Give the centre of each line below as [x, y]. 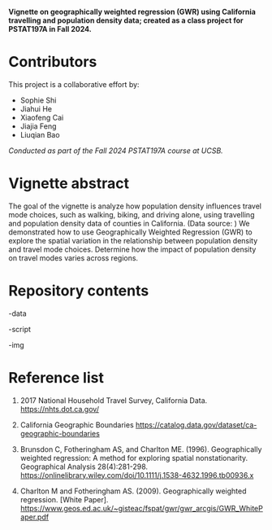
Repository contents [79, 291]
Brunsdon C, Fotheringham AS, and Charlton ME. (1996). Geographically [141, 449]
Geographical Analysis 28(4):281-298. [84, 466]
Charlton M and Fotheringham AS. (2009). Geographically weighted [133, 491]
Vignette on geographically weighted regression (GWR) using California [132, 12]
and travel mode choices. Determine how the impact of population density [132, 249]
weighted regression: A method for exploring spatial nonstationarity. [134, 458]
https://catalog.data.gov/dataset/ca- [196, 425]
